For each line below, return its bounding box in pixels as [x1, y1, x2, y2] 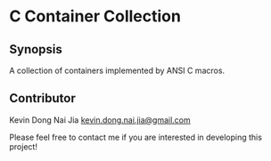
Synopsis [9, 42, 62, 57]
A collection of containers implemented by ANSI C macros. [9, 65, 226, 76]
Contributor [9, 91, 76, 106]
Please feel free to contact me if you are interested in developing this [9, 132, 263, 142]
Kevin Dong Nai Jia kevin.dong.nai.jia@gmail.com [9, 114, 192, 125]
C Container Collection [9, 6, 181, 27]
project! [9, 141, 38, 152]
